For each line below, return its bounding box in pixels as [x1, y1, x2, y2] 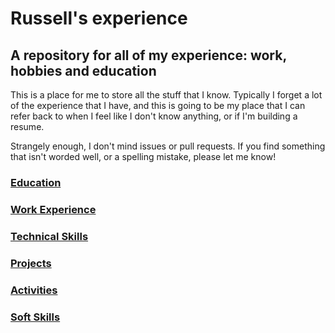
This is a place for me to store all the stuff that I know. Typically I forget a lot [10, 89, 323, 101]
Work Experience [10, 202, 97, 216]
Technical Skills [10, 229, 89, 243]
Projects [10, 256, 52, 270]
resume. [10, 121, 45, 132]
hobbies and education [10, 62, 157, 79]
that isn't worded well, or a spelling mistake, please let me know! [10, 151, 277, 162]
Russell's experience [10, 7, 188, 30]
